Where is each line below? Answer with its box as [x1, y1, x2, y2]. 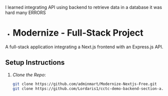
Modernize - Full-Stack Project [12, 27, 144, 39]
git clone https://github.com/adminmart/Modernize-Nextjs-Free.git [12, 81, 157, 86]
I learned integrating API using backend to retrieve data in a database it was [5, 5, 162, 10]
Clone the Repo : [12, 71, 46, 77]
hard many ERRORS [5, 10, 46, 16]
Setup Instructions [5, 58, 65, 67]
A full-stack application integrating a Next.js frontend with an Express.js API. [5, 44, 163, 50]
